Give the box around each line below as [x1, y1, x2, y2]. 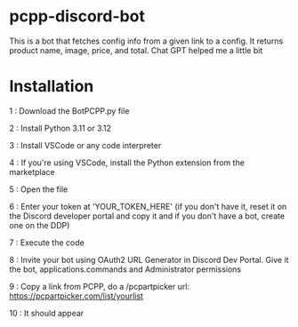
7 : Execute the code [9, 237, 85, 248]
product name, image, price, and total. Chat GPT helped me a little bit [9, 44, 263, 55]
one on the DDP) [9, 219, 70, 230]
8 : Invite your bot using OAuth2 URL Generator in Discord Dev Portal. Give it [9, 254, 289, 265]
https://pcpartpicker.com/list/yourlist [9, 291, 144, 301]
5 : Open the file [9, 184, 68, 195]
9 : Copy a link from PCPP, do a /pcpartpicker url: [9, 281, 189, 291]
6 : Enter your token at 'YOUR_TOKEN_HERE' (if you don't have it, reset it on [9, 201, 287, 211]
